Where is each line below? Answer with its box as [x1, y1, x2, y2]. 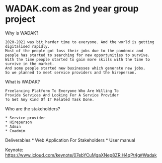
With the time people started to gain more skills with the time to [5, 57, 150, 62]
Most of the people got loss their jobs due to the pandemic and [5, 48, 143, 53]
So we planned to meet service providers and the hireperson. [5, 70, 137, 75]
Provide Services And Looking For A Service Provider [5, 92, 119, 97]
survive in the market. [5, 61, 55, 66]
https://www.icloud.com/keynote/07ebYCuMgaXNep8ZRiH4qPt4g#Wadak [5, 152, 157, 158]
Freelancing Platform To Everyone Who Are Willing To [5, 88, 119, 93]
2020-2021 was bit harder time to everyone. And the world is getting [5, 39, 155, 45]
